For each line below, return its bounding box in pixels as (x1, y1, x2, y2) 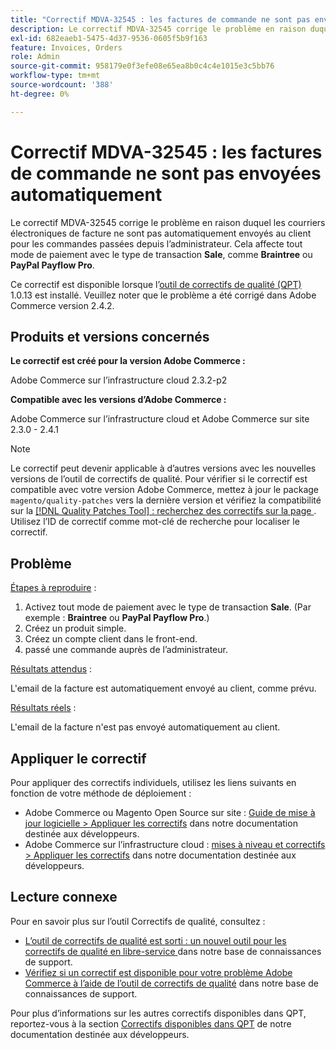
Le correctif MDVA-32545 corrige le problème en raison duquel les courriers (10, 216, 326, 228)
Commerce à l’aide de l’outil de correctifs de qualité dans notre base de (24, 977, 319, 989)
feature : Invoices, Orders (10, 42, 123, 53)
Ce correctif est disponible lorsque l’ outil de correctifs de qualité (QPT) (10, 278, 302, 290)
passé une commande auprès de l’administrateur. (24, 644, 228, 656)
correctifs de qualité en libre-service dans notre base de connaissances (24, 945, 322, 957)
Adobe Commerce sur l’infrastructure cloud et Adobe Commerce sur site (10, 413, 310, 425)
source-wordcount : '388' (10, 80, 114, 90)
